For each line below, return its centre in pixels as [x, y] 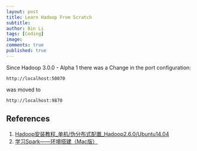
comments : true [25, 45]
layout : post [22, 12]
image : [14, 39]
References [28, 119]
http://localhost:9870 [34, 100]
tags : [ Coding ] [25, 34]
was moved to [24, 90]
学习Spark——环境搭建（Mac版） [56, 141]
